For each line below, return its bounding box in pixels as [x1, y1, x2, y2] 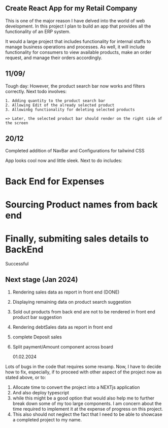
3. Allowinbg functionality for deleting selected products [5, 107, 136, 112]
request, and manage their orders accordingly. [5, 55, 103, 61]
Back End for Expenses [5, 175, 105, 187]
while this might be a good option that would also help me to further [12, 395, 155, 401]
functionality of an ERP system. [5, 28, 71, 35]
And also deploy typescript [12, 389, 70, 395]
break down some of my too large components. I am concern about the [12, 400, 162, 407]
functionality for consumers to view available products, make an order [5, 49, 152, 55]
